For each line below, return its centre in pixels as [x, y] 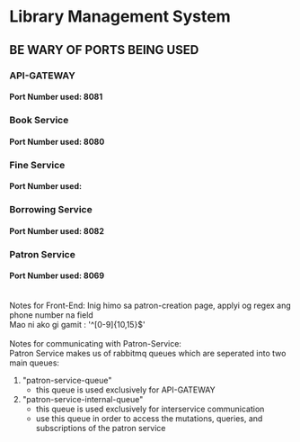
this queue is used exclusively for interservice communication [150, 409]
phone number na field [52, 315]
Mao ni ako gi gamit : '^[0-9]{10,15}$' [77, 324]
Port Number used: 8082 [57, 230]
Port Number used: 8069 [57, 275]
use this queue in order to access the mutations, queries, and [149, 418]
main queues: [35, 363]
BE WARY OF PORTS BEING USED [104, 50]
